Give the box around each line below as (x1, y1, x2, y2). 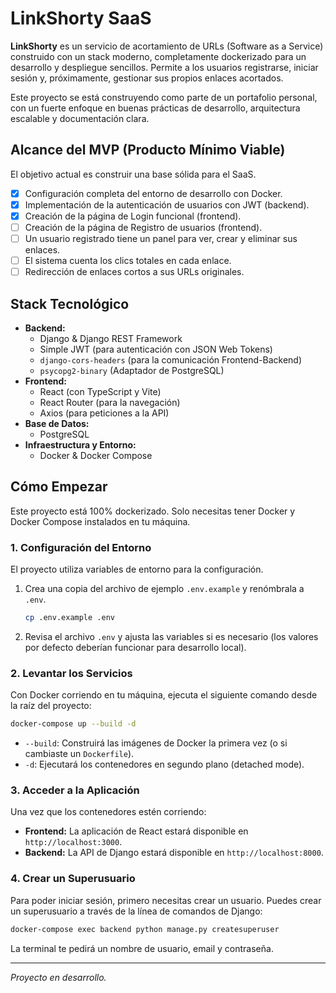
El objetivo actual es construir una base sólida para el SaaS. (10, 168, 257, 180)
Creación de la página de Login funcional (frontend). (24, 210, 242, 222)
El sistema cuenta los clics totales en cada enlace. (24, 255, 232, 267)
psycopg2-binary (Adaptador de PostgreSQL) (39, 365, 225, 376)
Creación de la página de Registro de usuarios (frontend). (24, 221, 263, 233)
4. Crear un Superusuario (10, 872, 136, 886)
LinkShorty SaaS (10, 7, 152, 30)
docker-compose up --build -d (10, 719, 137, 729)
